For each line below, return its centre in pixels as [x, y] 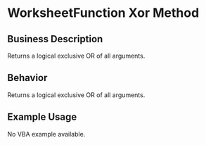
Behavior [27, 78]
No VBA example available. [46, 134]
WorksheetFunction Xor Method [103, 13]
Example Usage [42, 117]
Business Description [55, 39]
